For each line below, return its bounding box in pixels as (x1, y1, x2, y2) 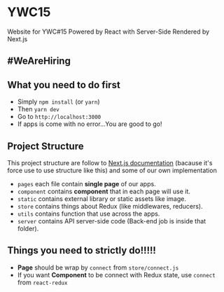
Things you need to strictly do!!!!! (7, 244, 156, 256)
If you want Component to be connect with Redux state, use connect (17, 270, 216, 279)
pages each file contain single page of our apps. (17, 179, 156, 188)
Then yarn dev (17, 105, 59, 113)
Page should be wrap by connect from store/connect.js (17, 263, 179, 272)
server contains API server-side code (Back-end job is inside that (17, 216, 206, 225)
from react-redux (17, 278, 68, 286)
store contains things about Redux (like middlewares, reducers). (17, 202, 203, 210)
